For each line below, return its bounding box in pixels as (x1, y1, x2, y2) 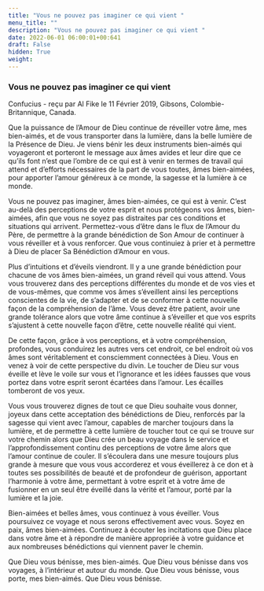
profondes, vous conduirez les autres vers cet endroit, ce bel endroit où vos (8, 344, 254, 354)
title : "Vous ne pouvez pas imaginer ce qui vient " (8, 11, 185, 20)
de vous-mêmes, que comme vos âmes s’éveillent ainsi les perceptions (8, 287, 239, 297)
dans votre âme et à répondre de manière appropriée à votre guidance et (8, 534, 244, 543)
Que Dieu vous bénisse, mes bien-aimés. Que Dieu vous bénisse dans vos (8, 557, 249, 567)
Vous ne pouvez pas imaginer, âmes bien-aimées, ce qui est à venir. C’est (8, 197, 247, 206)
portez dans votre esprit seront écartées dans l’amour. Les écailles (8, 378, 224, 387)
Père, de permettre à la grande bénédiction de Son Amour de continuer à (8, 230, 245, 240)
